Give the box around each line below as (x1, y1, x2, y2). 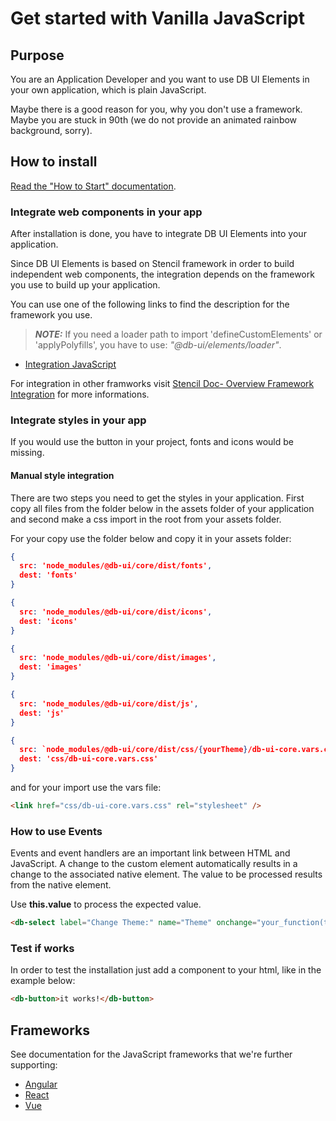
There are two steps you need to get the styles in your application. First (10, 492, 305, 504)
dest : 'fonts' (19, 570, 78, 581)
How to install (10, 153, 98, 171)
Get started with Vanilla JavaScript (10, 7, 305, 30)
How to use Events (10, 824, 103, 838)
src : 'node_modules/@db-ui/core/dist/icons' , (19, 607, 213, 617)
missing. (10, 447, 45, 459)
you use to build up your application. (10, 279, 161, 291)
